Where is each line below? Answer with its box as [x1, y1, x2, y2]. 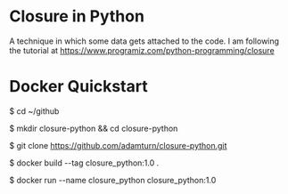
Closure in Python [9, 6, 145, 27]
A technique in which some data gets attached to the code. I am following [9, 36, 279, 46]
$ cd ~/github [9, 105, 60, 117]
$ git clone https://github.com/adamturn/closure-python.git [9, 140, 227, 150]
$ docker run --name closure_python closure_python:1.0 [9, 174, 217, 185]
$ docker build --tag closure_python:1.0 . [9, 158, 160, 168]
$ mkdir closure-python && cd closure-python [9, 123, 178, 133]
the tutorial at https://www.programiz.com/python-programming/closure [9, 44, 275, 55]
